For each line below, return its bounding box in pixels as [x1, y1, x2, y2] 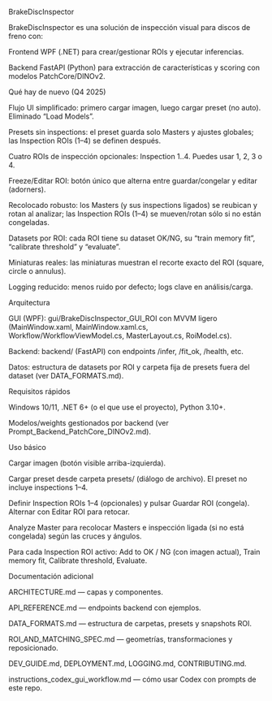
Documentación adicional [8, 572, 94, 581]
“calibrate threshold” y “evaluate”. [8, 242, 121, 251]
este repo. [8, 683, 43, 693]
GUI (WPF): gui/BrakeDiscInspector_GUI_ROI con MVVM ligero [8, 314, 218, 323]
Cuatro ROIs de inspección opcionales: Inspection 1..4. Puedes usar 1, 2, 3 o [8, 152, 262, 161]
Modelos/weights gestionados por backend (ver [8, 418, 169, 427]
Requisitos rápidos [8, 387, 71, 396]
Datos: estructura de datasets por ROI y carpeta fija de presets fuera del [8, 362, 250, 372]
